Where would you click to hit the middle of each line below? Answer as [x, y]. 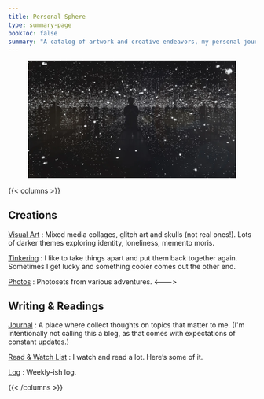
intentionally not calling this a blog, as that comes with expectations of [122, 334]
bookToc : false [33, 33]
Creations [33, 215]
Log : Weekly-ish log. [42, 372]
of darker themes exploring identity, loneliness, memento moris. [111, 242]
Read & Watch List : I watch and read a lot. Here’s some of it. [106, 357]
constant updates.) [38, 342]
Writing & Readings [56, 306]
